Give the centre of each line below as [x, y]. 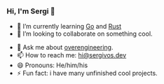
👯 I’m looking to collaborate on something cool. [84, 34]
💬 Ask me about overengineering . [65, 48]
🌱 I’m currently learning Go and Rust [69, 27]
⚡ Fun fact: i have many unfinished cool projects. [87, 73]
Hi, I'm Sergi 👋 [31, 11]
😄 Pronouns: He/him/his [52, 65]
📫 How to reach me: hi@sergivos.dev [71, 55]
